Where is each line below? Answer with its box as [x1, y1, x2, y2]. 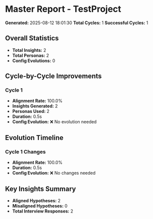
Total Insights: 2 [12, 47, 46, 53]
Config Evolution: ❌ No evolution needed [12, 119, 97, 125]
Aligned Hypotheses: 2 [12, 197, 61, 203]
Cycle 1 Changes [5, 148, 46, 155]
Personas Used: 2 [12, 109, 50, 114]
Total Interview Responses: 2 [12, 208, 74, 214]
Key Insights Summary [5, 184, 76, 193]
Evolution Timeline [5, 133, 64, 142]
